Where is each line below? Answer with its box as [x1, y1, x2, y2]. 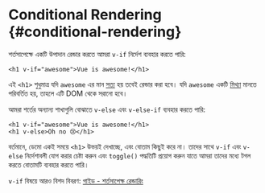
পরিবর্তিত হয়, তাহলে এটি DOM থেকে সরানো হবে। [8, 88, 128, 98]
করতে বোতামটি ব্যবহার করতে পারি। [8, 159, 90, 170]
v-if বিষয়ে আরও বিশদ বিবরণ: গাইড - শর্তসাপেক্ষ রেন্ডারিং [8, 175, 143, 186]
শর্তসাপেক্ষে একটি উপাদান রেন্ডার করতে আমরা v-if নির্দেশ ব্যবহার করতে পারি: [8, 49, 187, 59]
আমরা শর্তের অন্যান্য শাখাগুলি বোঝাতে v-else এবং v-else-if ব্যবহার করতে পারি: [8, 105, 206, 114]
